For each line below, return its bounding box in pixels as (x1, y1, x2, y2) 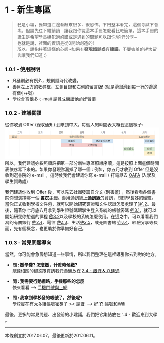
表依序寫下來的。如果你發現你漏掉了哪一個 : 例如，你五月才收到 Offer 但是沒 (5, 166, 159, 172)
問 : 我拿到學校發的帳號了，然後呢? (12, 294, 82, 300)
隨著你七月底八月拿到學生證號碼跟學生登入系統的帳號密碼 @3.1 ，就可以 (13, 207, 157, 213)
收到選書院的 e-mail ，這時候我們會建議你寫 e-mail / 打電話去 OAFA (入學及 (5, 172, 156, 178)
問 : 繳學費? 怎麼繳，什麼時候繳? (12, 262, 78, 268)
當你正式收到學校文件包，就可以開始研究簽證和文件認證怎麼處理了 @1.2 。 (5, 201, 152, 207)
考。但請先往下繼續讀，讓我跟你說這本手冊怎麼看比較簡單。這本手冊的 (17, 27, 159, 33)
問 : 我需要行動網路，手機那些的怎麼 (12, 278, 84, 284)
